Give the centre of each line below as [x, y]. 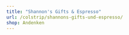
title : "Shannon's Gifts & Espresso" [54, 12]
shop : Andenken [25, 23]
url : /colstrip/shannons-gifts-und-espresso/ [64, 17]
